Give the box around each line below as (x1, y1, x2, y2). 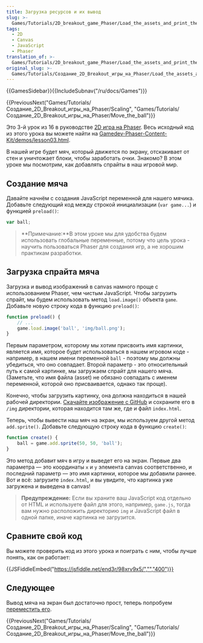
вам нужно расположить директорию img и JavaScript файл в (21, 507, 180, 514)
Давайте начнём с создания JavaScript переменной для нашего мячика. (6, 195, 195, 202)
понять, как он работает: (6, 553, 71, 561)
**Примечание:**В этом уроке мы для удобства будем (21, 230, 167, 237)
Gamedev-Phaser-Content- (99, 130, 167, 137)
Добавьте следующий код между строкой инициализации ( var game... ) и (6, 201, 196, 209)
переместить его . (6, 605, 53, 613)
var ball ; (6, 219, 31, 226)
